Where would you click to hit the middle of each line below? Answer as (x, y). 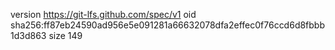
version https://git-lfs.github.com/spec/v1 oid (103, 14)
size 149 (65, 35)
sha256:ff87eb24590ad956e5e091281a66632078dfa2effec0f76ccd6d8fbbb (168, 25)
